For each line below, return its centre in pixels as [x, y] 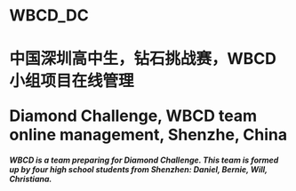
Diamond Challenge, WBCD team [133, 116]
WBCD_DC [49, 16]
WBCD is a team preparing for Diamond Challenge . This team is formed [144, 160]
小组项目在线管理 [72, 81]
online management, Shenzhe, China [148, 135]
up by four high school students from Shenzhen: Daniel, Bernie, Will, [139, 169]
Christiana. [31, 179]
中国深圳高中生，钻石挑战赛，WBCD [143, 59]
